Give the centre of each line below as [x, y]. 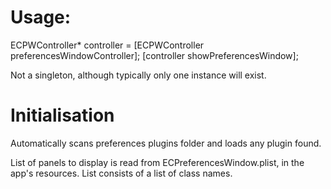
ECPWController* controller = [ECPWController [107, 45]
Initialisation [62, 115]
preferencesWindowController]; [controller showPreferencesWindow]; [154, 55]
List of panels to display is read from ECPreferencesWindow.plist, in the [157, 162]
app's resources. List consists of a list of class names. [121, 173]
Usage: [41, 17]
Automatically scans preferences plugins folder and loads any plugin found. [166, 143]
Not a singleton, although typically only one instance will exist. [138, 75]
